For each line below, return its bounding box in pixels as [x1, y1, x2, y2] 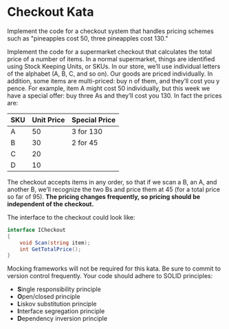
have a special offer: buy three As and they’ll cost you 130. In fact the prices [7, 91, 222, 100]
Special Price [72, 115, 116, 125]
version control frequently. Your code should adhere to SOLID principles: [7, 272, 213, 280]
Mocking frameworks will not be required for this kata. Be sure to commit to [7, 264, 221, 273]
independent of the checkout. [7, 200, 94, 208]
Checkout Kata [7, 4, 94, 20]
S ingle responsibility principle [17, 285, 101, 293]
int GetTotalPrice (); [19, 246, 81, 253]
